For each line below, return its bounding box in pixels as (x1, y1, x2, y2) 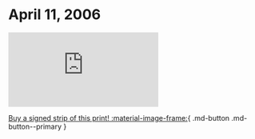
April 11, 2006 (8, 6, 102, 24)
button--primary (8, 122, 62, 131)
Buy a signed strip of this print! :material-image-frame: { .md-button (8, 113, 230, 122)
